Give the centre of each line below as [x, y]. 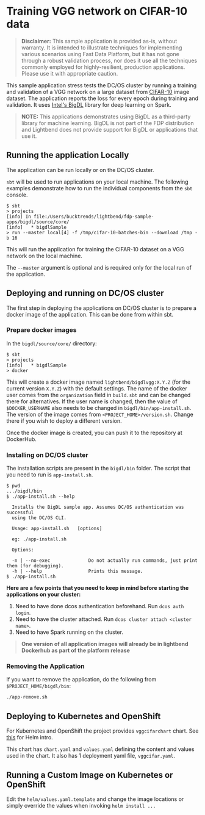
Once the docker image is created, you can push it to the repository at [95, 433]
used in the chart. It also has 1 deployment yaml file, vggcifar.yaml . [91, 756]
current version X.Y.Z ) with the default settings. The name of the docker [97, 388]
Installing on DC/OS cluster [47, 454]
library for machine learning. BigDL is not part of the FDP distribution [107, 123]
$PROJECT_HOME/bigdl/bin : [39, 686]
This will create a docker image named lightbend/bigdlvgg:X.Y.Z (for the [99, 382]
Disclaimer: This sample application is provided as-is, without [99, 41]
